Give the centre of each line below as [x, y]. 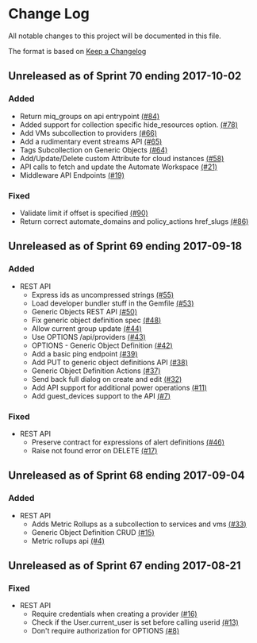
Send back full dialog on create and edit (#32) [107, 379]
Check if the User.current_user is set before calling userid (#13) [135, 622]
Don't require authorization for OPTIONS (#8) [105, 631]
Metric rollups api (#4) [68, 541]
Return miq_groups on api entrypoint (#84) [90, 116]
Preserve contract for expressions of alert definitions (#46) [128, 442]
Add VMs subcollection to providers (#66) [88, 133]
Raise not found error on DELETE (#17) [94, 450]
